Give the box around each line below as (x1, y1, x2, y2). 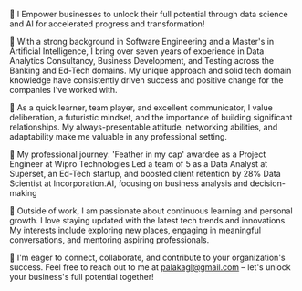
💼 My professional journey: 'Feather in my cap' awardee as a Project (9, 149, 266, 160)
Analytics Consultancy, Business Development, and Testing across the (9, 56, 275, 66)
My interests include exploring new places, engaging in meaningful (9, 224, 262, 235)
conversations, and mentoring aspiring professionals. (9, 234, 210, 245)
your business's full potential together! (9, 272, 154, 282)
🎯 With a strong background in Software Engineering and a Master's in (9, 36, 275, 47)
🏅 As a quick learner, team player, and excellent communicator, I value (9, 102, 274, 113)
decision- (249, 178, 286, 189)
